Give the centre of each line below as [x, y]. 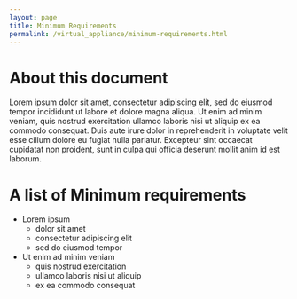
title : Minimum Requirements [63, 26]
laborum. [26, 159]
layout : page [33, 17]
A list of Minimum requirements [128, 195]
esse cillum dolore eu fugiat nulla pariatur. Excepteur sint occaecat [131, 140]
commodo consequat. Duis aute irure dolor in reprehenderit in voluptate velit [148, 130]
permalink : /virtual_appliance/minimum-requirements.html [118, 34]
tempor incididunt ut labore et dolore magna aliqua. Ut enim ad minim [136, 112]
